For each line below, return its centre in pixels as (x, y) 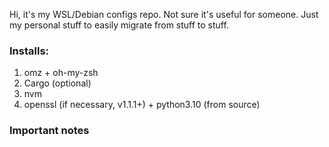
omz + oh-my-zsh (61, 73)
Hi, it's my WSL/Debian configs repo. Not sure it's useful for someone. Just (164, 14)
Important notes (49, 131)
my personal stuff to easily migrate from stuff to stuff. (119, 25)
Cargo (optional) (57, 83)
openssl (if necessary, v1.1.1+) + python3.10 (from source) (142, 105)
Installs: (29, 51)
